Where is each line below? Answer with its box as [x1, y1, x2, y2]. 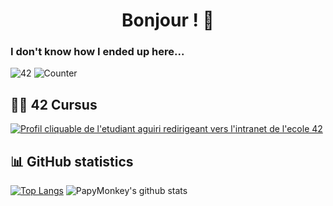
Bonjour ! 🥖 [121, 9, 215, 32]
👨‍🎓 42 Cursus [10, 96, 98, 113]
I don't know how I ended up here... [10, 45, 185, 59]
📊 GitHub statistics [10, 153, 134, 170]
